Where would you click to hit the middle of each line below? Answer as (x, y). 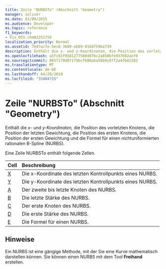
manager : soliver (23, 14)
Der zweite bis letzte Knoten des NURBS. (69, 190)
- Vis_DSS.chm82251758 (28, 38)
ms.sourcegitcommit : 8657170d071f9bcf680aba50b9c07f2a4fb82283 (72, 60)
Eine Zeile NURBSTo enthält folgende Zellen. (50, 153)
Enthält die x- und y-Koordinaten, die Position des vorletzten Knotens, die (80, 127)
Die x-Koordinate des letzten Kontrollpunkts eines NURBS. (90, 173)
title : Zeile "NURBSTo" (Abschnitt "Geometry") (55, 10)
